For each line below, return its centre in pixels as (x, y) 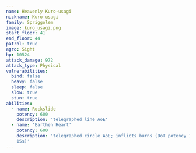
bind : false (26, 76)
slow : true (24, 92)
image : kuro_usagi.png (34, 28)
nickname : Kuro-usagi (32, 17)
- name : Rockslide (34, 109)
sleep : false (27, 87)
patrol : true (22, 44)
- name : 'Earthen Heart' (41, 125)
